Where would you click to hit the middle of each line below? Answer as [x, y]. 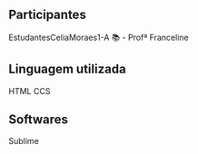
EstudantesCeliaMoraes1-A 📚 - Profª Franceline [99, 37]
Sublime [24, 141]
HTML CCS [30, 91]
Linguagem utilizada [67, 69]
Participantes [48, 15]
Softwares [39, 120]
